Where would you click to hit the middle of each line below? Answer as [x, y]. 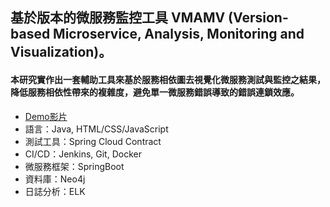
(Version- [258, 18]
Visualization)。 [61, 52]
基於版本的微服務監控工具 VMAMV [118, 18]
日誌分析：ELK [55, 191]
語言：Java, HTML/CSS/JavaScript [96, 129]
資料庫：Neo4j [55, 179]
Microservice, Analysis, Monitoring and [179, 34]
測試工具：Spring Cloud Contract [93, 141]
